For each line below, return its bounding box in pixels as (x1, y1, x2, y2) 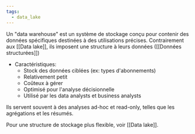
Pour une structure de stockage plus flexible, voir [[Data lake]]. (6, 121, 159, 128)
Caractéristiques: (14, 60, 57, 68)
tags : (6, 8, 19, 15)
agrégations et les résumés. (6, 110, 74, 117)
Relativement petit (23, 73, 68, 80)
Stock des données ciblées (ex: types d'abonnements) (23, 67, 156, 74)
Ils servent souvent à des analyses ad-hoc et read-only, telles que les (6, 103, 175, 110)
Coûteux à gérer (23, 79, 63, 86)
